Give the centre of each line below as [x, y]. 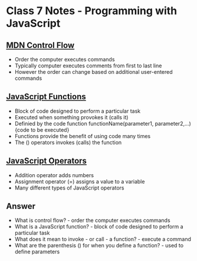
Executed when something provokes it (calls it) [71, 117]
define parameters [37, 252]
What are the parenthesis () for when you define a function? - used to [99, 246]
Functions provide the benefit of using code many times [83, 136]
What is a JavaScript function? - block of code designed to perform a [99, 227]
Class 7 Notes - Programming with [92, 11]
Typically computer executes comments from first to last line [88, 66]
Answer [21, 206]
